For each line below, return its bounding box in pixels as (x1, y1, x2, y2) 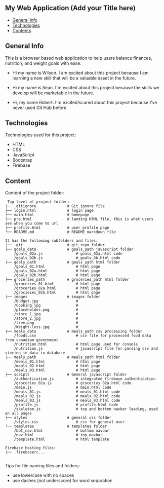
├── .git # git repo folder (5, 243, 105, 248)
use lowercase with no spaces (12, 472, 74, 478)
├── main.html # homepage (5, 212, 90, 218)
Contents (12, 27, 31, 34)
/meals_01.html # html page (14, 359, 100, 364)
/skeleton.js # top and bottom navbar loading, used (14, 407, 158, 412)
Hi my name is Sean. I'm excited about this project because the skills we (12, 84, 160, 90)
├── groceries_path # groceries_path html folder (5, 277, 129, 282)
